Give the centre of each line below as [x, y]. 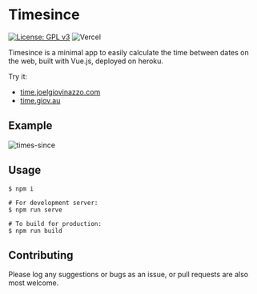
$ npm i [21, 189]
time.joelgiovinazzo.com [60, 92]
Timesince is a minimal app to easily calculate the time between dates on [129, 52]
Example [30, 126]
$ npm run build [35, 231]
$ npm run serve [35, 210]
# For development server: [53, 203]
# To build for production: [55, 224]
